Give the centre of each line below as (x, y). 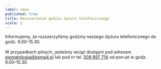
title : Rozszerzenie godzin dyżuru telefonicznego (57, 18)
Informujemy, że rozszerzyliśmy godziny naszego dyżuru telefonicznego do (81, 37)
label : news (17, 9)
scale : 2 (14, 23)
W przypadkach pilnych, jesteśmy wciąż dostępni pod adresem (68, 52)
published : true (21, 14)
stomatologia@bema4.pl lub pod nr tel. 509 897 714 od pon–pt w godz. (76, 57)
